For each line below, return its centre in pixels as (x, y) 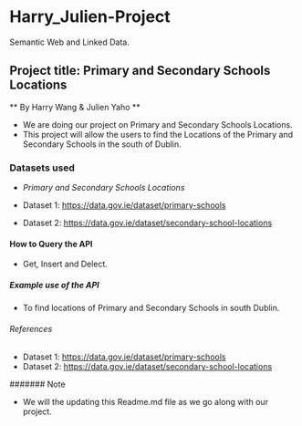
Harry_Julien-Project (90, 17)
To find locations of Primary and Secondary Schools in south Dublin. (151, 308)
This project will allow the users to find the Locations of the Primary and (158, 134)
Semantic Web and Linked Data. (69, 42)
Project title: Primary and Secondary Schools (140, 71)
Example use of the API (54, 285)
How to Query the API (51, 244)
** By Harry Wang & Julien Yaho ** (75, 107)
